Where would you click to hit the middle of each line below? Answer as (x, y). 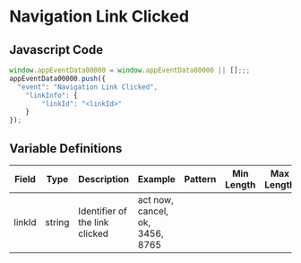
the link (94, 222)
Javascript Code (56, 50)
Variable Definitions (66, 149)
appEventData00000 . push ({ (57, 78)
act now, (156, 199)
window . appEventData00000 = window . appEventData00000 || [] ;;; (130, 70)
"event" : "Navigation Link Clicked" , (88, 87)
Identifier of (103, 211)
